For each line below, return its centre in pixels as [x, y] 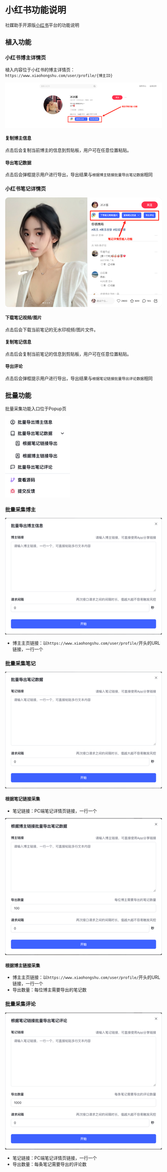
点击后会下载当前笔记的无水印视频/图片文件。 [52, 330]
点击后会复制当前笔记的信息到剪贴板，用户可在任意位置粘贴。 [68, 354]
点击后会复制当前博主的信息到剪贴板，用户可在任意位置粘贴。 [68, 150]
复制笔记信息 [18, 342]
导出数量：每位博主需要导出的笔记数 [49, 990]
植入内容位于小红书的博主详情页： [40, 69]
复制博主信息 [18, 138]
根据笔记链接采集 [23, 798]
